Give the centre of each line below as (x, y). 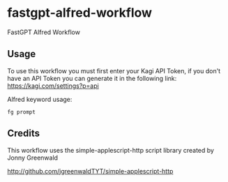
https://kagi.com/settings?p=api (53, 86)
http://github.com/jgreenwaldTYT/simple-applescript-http (90, 171)
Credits (24, 134)
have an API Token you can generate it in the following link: (92, 78)
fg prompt (22, 112)
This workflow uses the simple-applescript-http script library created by (111, 150)
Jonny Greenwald (32, 158)
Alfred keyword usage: (40, 99)
